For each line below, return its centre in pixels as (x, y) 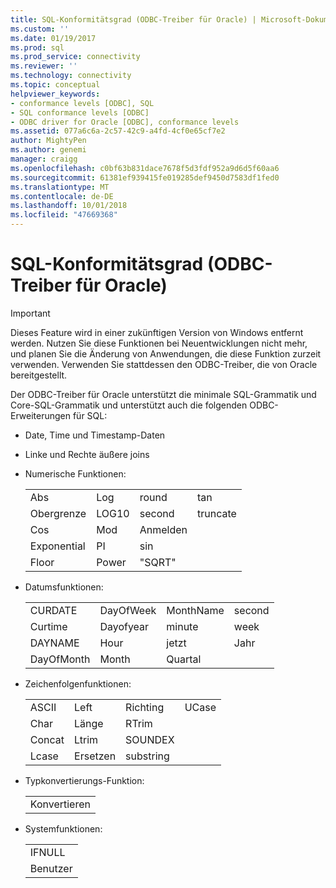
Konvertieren (60, 804)
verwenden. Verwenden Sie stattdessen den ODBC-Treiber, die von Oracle (164, 364)
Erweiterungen (41, 415)
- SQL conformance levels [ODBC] (80, 112)
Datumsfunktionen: (64, 587)
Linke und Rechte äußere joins (87, 454)
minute (182, 626)
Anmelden (163, 529)
